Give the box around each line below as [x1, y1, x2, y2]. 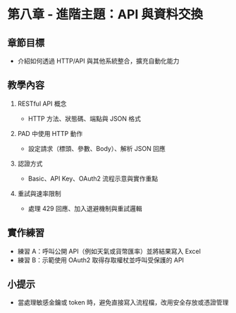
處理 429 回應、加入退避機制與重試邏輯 [27, 204, 142, 212]
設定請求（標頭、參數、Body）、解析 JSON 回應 [27, 144, 166, 152]
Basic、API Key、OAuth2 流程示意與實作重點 [27, 174, 159, 183]
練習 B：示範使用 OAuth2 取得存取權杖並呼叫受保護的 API [17, 255, 185, 264]
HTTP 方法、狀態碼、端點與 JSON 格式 [27, 114, 142, 123]
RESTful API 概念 [17, 99, 67, 108]
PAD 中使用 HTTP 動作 [17, 129, 83, 137]
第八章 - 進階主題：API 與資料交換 [7, 6, 203, 23]
